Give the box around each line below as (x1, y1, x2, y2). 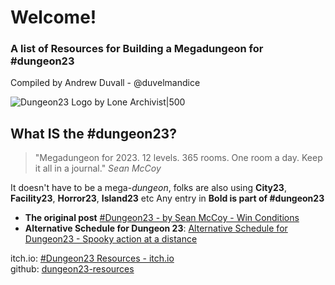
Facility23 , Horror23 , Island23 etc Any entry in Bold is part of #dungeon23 (10, 192, 325, 205)
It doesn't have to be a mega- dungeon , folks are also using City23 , (10, 182, 287, 194)
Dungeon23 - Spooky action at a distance (24, 233, 198, 245)
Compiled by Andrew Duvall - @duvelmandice (10, 77, 201, 89)
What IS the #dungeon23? (10, 125, 177, 142)
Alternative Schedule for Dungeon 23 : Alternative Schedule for (24, 222, 288, 235)
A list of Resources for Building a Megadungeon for (10, 42, 264, 56)
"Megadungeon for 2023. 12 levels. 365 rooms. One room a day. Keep (34, 152, 323, 164)
